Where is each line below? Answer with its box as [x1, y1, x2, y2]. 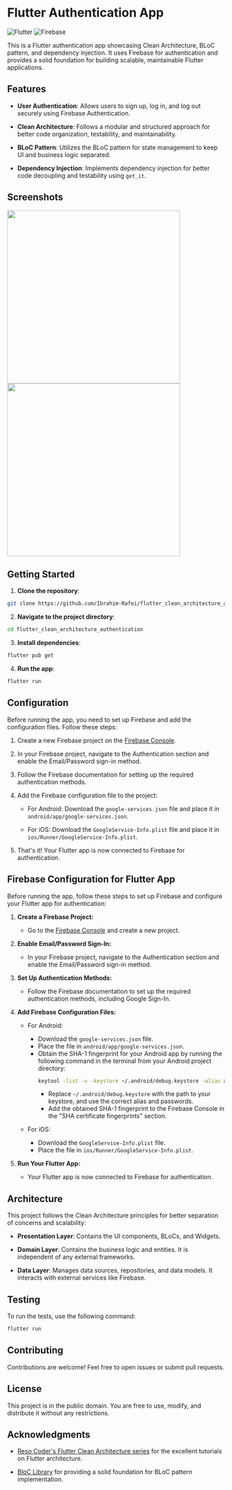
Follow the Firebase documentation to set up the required [27, 987, 191, 995]
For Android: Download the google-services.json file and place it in [27, 804, 220, 812]
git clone [7, 600, 36, 607]
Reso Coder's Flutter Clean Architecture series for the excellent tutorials [17, 1447, 222, 1455]
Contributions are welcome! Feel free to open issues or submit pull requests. [7, 1363, 224, 1371]
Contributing [7, 1345, 64, 1356]
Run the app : [17, 664, 55, 673]
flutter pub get [7, 652, 54, 659]
